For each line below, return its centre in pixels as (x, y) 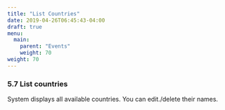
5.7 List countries (38, 83)
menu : (15, 33)
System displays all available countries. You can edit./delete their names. (113, 99)
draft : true (25, 27)
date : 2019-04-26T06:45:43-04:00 (56, 20)
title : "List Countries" (44, 14)
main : (22, 40)
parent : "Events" (45, 46)
